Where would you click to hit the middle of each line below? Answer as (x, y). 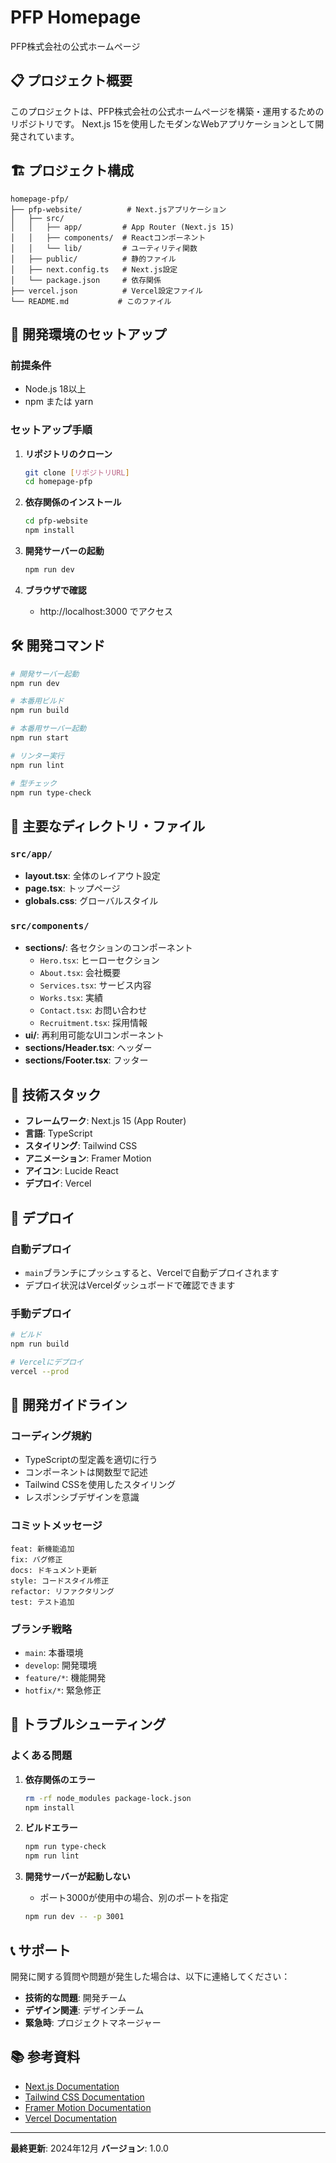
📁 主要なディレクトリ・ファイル (108, 826)
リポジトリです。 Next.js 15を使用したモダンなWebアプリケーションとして (163, 123)
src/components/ (50, 926)
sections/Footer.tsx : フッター (86, 1060)
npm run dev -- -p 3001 (74, 1917)
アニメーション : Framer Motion (88, 1158)
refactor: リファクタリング (62, 1591)
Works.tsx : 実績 (71, 998)
